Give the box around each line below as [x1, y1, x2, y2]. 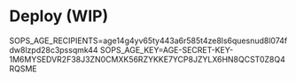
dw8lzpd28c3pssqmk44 [9, 44, 99, 55]
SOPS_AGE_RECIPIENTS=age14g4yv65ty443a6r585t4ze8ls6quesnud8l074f [9, 35, 288, 46]
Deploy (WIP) [9, 6, 109, 26]
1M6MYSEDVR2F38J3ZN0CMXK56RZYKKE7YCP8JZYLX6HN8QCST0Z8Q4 [9, 54, 285, 64]
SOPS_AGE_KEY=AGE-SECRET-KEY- [100, 44, 234, 55]
